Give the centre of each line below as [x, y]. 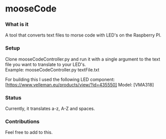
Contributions [22, 121]
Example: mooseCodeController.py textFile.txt [52, 69]
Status [13, 97]
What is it [17, 24]
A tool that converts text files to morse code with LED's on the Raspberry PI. [83, 35]
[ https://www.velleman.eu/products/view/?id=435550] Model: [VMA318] [80, 84]
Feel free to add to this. [29, 132]
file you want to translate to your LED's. [46, 64]
